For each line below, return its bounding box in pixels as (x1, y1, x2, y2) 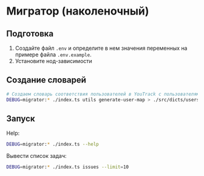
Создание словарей (6, 75, 87, 86)
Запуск (6, 113, 35, 124)
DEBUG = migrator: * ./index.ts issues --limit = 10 (6, 164, 129, 171)
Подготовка (6, 29, 53, 39)
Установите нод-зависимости (15, 58, 92, 64)
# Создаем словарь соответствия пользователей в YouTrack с (6, 91, 162, 97)
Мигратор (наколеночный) (6, 4, 149, 18)
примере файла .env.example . (15, 51, 92, 58)
